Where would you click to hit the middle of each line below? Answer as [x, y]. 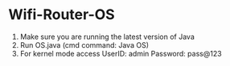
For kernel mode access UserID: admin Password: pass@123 [121, 53]
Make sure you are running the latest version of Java [107, 37]
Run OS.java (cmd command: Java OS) [84, 45]
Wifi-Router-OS [62, 15]
